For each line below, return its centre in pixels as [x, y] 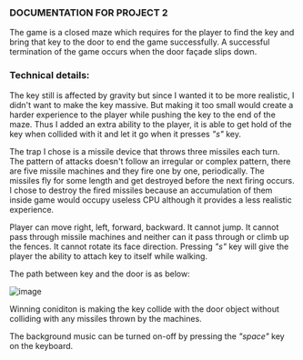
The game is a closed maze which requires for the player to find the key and [152, 33]
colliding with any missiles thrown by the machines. [106, 318]
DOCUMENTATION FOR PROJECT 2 [89, 13]
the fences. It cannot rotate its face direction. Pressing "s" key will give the [149, 246]
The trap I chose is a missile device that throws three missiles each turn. [145, 151]
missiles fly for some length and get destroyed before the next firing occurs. [152, 180]
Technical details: [50, 75]
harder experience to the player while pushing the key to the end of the [142, 115]
